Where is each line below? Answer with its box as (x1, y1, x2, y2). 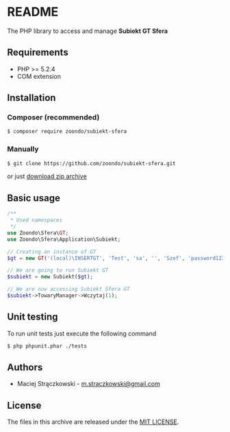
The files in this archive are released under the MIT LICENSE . (7, 418, 179, 426)
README (7, 4, 59, 20)
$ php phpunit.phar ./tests (7, 342, 88, 350)
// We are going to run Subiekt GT (7, 267, 109, 274)
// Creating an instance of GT (7, 248, 97, 255)
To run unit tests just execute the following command (7, 329, 157, 337)
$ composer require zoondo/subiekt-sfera (7, 128, 127, 135)
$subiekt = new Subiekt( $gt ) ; (7, 274, 94, 280)
